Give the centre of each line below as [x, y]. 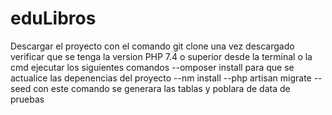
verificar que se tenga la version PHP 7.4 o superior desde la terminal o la [161, 56]
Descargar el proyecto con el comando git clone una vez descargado [152, 46]
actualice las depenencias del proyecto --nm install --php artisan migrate [161, 78]
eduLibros [53, 18]
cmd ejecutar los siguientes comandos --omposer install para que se [152, 67]
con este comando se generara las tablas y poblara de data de [162, 88]
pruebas [27, 99]
